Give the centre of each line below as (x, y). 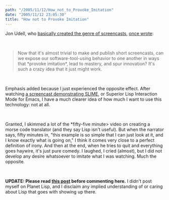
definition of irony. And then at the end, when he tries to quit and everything (84, 146)
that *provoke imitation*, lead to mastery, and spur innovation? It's (86, 64)
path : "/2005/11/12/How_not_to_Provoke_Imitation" (60, 10)
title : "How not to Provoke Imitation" (47, 19)
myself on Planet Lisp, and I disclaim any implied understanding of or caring (84, 186)
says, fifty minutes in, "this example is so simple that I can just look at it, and (84, 135)
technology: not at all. (28, 105)
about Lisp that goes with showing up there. (51, 192)
